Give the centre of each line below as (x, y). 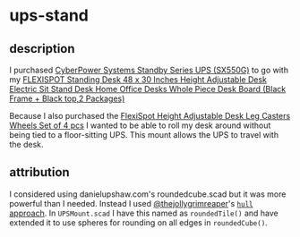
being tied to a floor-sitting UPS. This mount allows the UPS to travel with (144, 135)
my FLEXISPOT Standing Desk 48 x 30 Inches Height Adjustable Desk (138, 80)
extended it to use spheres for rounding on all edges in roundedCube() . (139, 222)
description (42, 49)
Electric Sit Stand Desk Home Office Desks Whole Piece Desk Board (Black (148, 89)
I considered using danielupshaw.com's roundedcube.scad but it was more (148, 194)
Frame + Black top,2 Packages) (67, 98)
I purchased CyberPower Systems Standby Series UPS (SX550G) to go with (149, 70)
